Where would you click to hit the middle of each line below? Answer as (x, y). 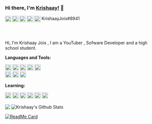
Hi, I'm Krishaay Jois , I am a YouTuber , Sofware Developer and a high (76, 43)
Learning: (15, 86)
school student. (21, 48)
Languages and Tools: (28, 58)
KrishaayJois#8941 (61, 19)
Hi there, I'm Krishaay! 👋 (35, 8)
